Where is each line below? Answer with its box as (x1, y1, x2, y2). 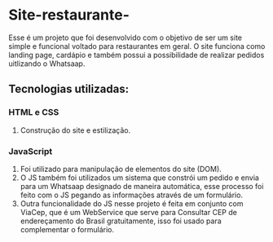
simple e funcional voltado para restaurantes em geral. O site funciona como (8, 41, 266, 51)
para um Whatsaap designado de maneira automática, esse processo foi (20, 181, 264, 191)
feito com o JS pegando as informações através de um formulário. (20, 190, 243, 200)
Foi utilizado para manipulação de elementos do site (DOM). (20, 164, 222, 174)
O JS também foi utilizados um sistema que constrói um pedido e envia (20, 173, 259, 183)
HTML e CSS (8, 107, 59, 118)
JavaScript (8, 145, 53, 156)
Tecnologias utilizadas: (8, 82, 129, 96)
